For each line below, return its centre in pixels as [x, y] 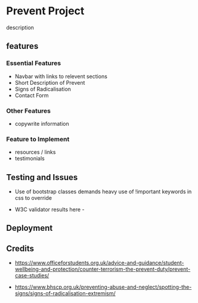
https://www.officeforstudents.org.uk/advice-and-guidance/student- [99, 263]
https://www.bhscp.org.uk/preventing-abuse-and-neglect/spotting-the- [103, 287]
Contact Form [32, 95]
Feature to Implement [38, 139]
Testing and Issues [42, 177]
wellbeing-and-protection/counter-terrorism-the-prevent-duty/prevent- [103, 269]
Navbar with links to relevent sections [61, 76]
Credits [20, 248]
